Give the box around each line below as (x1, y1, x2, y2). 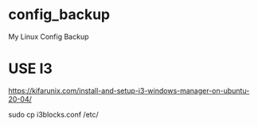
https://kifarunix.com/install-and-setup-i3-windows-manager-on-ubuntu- (8, 86, 250, 95)
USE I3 (8, 60, 53, 78)
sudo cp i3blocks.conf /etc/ (8, 110, 100, 119)
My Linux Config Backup (8, 32, 89, 41)
